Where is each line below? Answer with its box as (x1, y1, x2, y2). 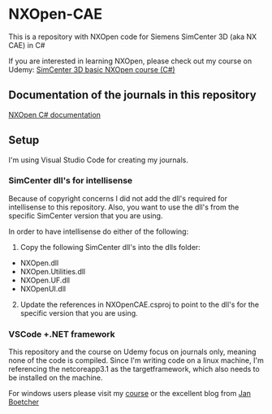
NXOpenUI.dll (19, 283, 67, 293)
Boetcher (8, 397, 39, 407)
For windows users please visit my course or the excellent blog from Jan (8, 389, 252, 399)
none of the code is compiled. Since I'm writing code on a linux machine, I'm (8, 356, 264, 365)
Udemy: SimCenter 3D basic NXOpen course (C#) (8, 64, 176, 74)
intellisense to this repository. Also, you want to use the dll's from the (8, 202, 240, 212)
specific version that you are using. (19, 308, 138, 317)
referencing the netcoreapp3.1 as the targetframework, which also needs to (8, 364, 260, 374)
